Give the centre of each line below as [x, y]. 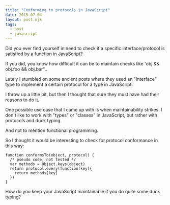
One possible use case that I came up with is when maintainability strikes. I [84, 110]
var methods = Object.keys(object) [48, 164]
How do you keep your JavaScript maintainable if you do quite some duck [83, 191]
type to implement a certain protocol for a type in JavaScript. [69, 84]
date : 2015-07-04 [24, 15]
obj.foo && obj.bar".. [26, 69]
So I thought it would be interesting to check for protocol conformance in [82, 140]
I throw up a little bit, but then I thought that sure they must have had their [82, 94]
